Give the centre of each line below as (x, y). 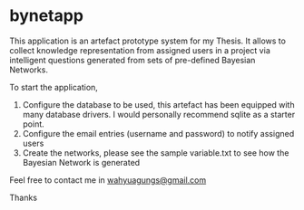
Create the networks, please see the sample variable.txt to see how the (156, 153)
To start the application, (54, 87)
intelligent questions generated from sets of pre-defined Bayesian (132, 60)
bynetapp (47, 16)
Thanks (24, 197)
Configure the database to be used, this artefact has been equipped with (158, 104)
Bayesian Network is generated (81, 162)
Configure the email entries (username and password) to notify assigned (158, 133)
